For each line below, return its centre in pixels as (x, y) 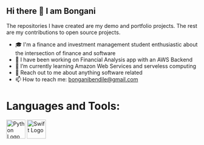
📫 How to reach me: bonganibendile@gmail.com (76, 79)
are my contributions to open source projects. (63, 32)
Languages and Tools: (63, 106)
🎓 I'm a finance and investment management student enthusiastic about (106, 44)
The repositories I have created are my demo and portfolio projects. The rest (102, 25)
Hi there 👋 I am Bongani (51, 11)
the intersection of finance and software (65, 53)
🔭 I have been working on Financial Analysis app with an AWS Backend (104, 59)
